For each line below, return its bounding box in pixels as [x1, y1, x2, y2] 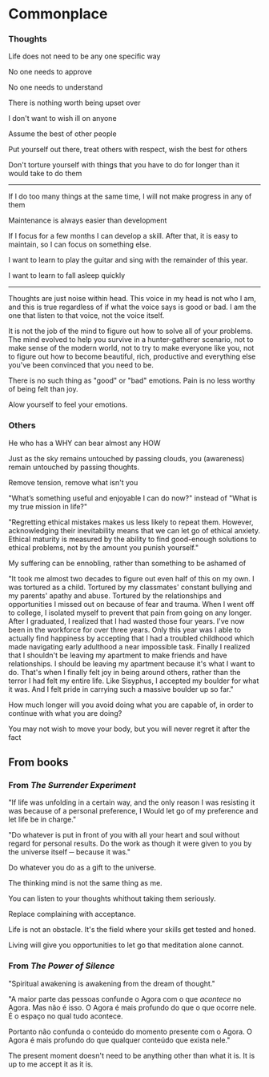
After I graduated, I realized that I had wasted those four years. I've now [8, 616, 246, 625]
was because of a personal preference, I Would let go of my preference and [8, 806, 259, 816]
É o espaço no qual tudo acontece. [8, 1011, 123, 1021]
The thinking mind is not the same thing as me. [8, 878, 163, 888]
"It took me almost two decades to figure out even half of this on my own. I [8, 573, 255, 583]
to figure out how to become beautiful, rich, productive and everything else [8, 352, 256, 361]
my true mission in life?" [8, 501, 88, 511]
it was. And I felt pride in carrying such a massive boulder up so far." [8, 684, 234, 693]
